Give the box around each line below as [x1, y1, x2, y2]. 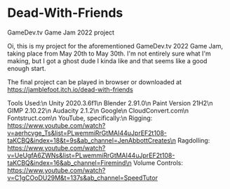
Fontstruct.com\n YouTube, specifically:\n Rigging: [7, 114, 153, 122]
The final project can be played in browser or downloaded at [7, 77, 182, 86]
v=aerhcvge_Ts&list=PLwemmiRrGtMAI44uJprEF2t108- [7, 129, 167, 137]
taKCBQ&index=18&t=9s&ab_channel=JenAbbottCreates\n [7, 136, 177, 145]
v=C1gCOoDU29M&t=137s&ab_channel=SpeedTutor [7, 174, 158, 182]
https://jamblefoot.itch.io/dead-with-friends [7, 85, 133, 93]
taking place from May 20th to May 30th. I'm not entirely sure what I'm [7, 49, 212, 58]
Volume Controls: [133, 158, 184, 167]
